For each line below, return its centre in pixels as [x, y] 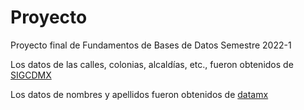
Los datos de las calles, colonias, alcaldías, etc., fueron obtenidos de [152, 64]
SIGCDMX [31, 75]
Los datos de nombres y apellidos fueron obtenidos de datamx [139, 94]
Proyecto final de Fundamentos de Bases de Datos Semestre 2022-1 [151, 45]
